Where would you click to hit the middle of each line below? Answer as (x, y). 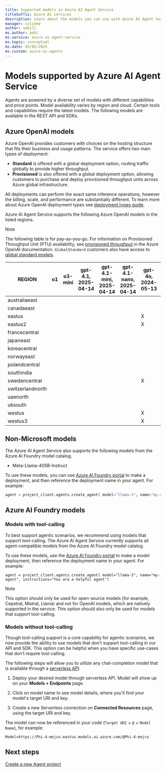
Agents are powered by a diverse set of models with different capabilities (80, 100)
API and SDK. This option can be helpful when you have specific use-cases (82, 648)
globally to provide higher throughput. (51, 169)
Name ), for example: (24, 728)
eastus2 (17, 324)
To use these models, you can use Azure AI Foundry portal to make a (75, 475)
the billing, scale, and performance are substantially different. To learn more (82, 199)
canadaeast (21, 308)
